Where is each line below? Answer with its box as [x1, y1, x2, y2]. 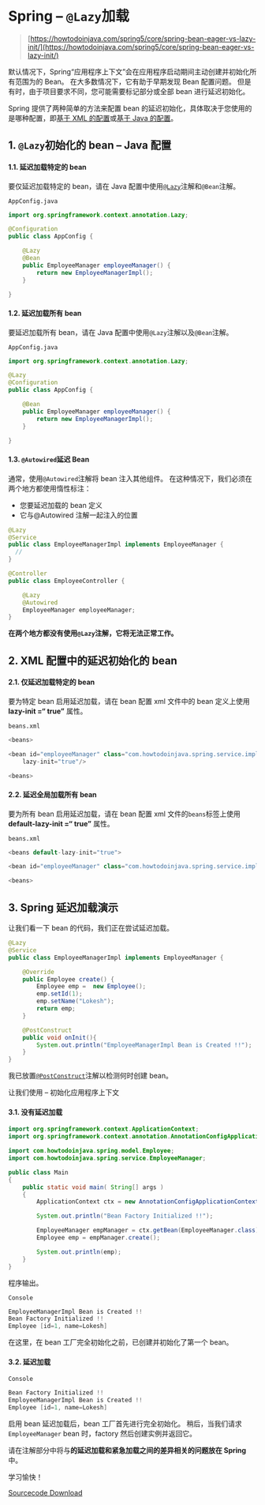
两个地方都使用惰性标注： [8, 483, 91, 493]
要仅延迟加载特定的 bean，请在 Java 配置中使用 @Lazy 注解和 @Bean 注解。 [8, 181, 241, 190]
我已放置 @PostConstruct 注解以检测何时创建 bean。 [8, 1071, 174, 1081]
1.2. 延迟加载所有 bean [8, 309, 82, 318]
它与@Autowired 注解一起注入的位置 [19, 510, 138, 520]
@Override [22, 968, 55, 976]
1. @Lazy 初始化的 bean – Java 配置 [8, 139, 172, 152]
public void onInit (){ [22, 1033, 97, 1041]
